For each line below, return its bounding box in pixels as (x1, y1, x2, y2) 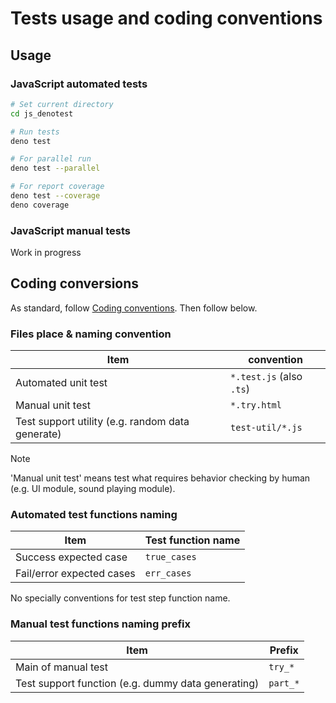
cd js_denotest (10, 108, 74, 119)
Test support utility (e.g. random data (15, 415, 190, 429)
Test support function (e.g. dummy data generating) (15, 676, 260, 690)
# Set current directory (10, 99, 114, 109)
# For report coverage (10, 182, 105, 192)
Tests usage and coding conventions (10, 7, 323, 30)
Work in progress (10, 247, 82, 259)
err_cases (144, 568, 192, 579)
